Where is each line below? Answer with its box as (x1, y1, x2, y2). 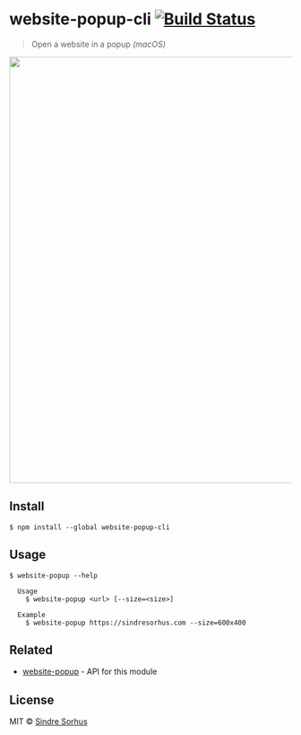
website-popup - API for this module (21, 666, 158, 677)
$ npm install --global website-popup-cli (9, 522, 170, 532)
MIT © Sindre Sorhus (9, 716, 88, 727)
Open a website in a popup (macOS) (30, 39, 166, 49)
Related (9, 642, 54, 658)
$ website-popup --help (9, 571, 99, 580)
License (9, 692, 55, 707)
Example (17, 610, 47, 619)
